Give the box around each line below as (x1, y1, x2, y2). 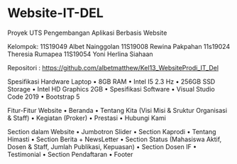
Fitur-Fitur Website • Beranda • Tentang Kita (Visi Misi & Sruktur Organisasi (7, 106, 228, 114)
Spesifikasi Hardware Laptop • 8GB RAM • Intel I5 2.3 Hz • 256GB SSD (7, 77, 216, 86)
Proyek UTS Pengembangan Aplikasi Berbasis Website (7, 28, 167, 37)
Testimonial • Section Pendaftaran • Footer (7, 150, 133, 158)
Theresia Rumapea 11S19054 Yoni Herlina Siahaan (7, 50, 154, 58)
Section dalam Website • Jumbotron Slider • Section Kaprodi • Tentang (7, 127, 216, 136)
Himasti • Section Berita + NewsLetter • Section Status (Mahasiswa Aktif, (7, 135, 222, 143)
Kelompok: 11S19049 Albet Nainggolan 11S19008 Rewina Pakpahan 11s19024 (7, 42, 231, 50)
